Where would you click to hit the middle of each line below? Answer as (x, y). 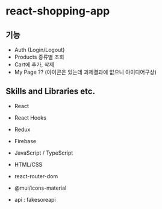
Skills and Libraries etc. (51, 92)
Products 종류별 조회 (39, 57)
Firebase (25, 141)
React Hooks (30, 117)
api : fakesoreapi (35, 199)
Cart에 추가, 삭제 (34, 64)
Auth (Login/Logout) (39, 50)
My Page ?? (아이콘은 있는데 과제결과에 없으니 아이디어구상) (86, 72)
